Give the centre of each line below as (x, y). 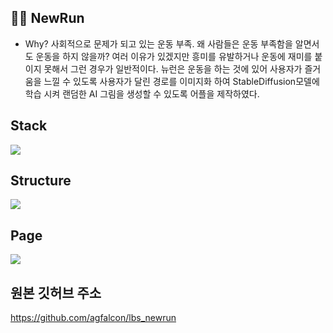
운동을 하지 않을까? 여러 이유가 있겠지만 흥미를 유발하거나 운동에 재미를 (174, 56)
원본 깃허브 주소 (56, 292)
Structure (41, 181)
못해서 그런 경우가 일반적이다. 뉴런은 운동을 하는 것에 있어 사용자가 (173, 68)
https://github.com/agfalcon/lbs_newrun (93, 318)
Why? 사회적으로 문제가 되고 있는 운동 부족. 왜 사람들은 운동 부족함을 (158, 43)
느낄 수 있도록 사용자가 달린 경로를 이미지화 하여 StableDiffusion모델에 (181, 81)
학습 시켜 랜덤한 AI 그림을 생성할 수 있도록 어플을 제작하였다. (142, 93)
